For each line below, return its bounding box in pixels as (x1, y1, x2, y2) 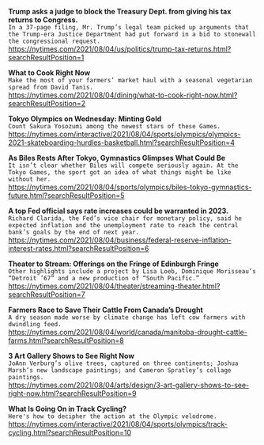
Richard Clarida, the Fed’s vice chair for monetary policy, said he (8, 215, 243, 222)
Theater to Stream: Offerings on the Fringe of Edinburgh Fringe (8, 259, 219, 268)
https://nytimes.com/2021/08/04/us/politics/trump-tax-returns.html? (8, 44, 232, 54)
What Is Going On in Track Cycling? (8, 404, 127, 413)
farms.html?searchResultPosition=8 (8, 336, 124, 345)
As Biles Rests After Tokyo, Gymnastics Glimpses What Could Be (8, 154, 226, 162)
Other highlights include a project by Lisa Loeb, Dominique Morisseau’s (8, 268, 257, 276)
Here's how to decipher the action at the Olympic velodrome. (8, 413, 217, 420)
